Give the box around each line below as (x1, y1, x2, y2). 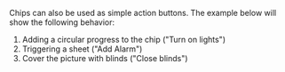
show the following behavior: (9, 17, 115, 28)
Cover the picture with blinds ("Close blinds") (21, 53, 188, 63)
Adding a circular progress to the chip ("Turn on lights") (21, 35, 226, 44)
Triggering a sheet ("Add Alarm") (21, 44, 143, 54)
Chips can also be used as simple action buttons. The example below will (9, 8, 277, 18)
